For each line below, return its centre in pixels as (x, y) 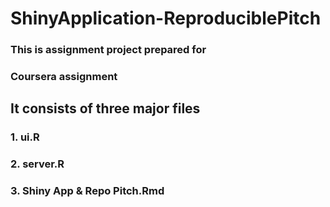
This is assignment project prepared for (108, 50)
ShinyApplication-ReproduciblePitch (166, 18)
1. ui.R (25, 137)
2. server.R (37, 164)
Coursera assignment (64, 77)
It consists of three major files (105, 108)
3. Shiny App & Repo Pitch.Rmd (87, 191)
